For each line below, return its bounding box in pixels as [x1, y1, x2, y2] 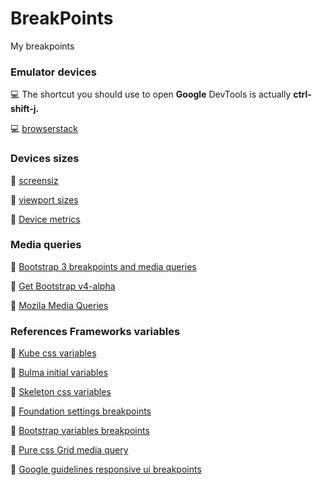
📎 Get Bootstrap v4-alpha [10, 280, 116, 292]
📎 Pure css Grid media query [10, 444, 129, 456]
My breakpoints [10, 40, 75, 52]
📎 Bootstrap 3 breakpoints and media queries [10, 260, 197, 272]
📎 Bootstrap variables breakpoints [10, 425, 150, 437]
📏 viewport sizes [10, 193, 79, 206]
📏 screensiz [10, 174, 59, 186]
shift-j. [10, 103, 40, 115]
